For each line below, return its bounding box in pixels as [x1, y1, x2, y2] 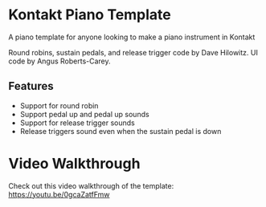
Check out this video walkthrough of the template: [8, 181, 174, 190]
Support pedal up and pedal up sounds [19, 109, 150, 119]
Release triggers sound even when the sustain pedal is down [19, 126, 222, 136]
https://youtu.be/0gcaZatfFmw [8, 189, 110, 199]
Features [8, 79, 54, 93]
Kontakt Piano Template [8, 6, 171, 24]
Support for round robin [19, 100, 99, 110]
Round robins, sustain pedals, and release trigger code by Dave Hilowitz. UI [8, 47, 259, 57]
